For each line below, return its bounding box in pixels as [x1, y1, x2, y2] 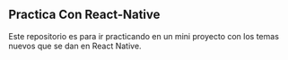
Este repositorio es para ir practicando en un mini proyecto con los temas [8, 30, 280, 41]
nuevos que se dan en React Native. [8, 40, 142, 51]
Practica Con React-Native [8, 7, 161, 22]
